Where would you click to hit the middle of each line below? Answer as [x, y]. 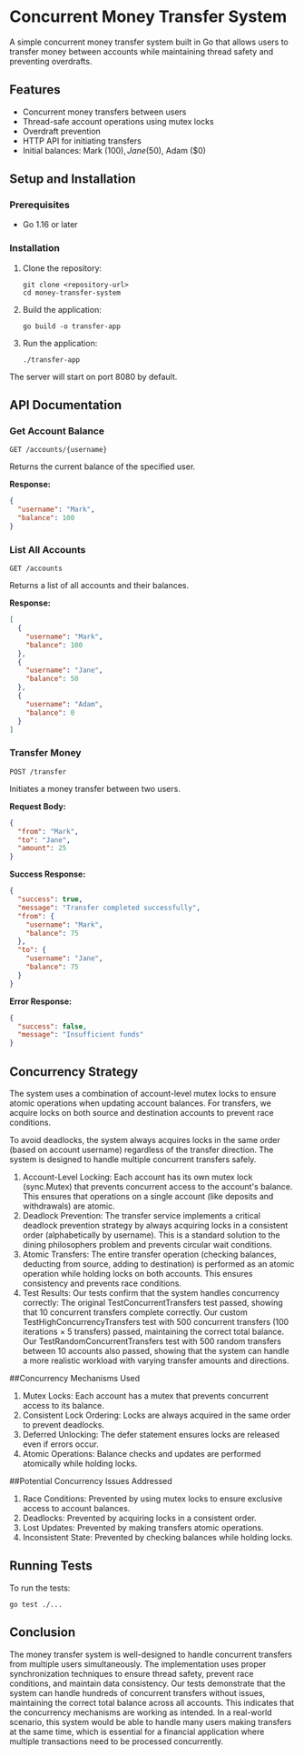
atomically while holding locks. [80, 1463]
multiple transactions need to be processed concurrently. [117, 1741]
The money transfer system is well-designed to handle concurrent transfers [151, 1654]
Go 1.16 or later [50, 225]
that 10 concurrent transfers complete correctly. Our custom [135, 1312]
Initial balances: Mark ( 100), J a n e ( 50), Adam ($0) [114, 150]
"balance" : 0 [50, 712]
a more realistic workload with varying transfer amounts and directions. [156, 1360]
